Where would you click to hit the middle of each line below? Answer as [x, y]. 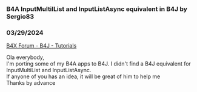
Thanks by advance [31, 83]
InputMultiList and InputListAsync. [49, 70]
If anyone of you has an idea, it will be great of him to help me [83, 76]
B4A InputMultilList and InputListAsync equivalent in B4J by [97, 9]
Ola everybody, [25, 57]
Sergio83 [20, 16]
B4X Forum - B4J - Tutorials [42, 46]
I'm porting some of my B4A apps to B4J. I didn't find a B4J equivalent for [98, 64]
